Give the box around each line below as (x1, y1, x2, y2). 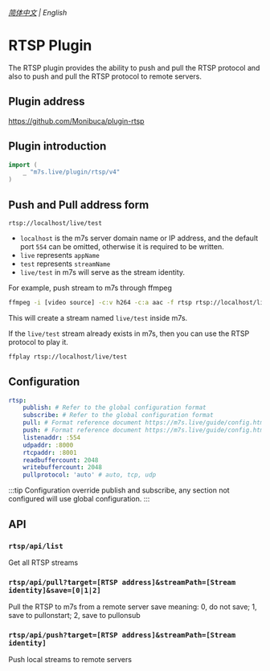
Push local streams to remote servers (8, 655, 133, 665)
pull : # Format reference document (22, 419, 142, 427)
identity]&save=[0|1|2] (8, 586, 102, 595)
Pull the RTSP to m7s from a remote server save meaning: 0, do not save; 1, (8, 602, 257, 612)
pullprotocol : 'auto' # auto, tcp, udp (22, 471, 157, 479)
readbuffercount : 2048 (22, 456, 99, 464)
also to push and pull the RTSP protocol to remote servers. (8, 72, 202, 81)
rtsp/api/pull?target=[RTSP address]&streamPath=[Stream (8, 578, 236, 587)
